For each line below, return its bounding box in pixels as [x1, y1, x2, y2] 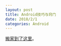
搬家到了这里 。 [5, 35, 37, 41]
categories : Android [5, 21, 49, 26]
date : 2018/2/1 [5, 16, 38, 21]
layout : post [5, 7, 33, 12]
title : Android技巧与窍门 [5, 12, 56, 17]
